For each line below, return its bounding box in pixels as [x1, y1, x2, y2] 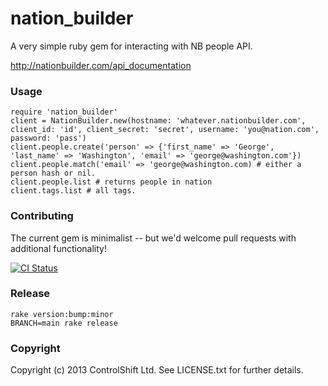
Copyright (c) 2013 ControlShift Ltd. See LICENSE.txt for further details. [10, 364, 304, 376]
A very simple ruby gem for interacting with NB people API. [10, 40, 253, 52]
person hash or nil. [10, 168, 97, 179]
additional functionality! [10, 242, 107, 254]
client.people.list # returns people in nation [10, 177, 213, 187]
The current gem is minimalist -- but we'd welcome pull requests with [10, 232, 297, 244]
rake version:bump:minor [10, 309, 114, 319]
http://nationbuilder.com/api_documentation [10, 59, 192, 71]
